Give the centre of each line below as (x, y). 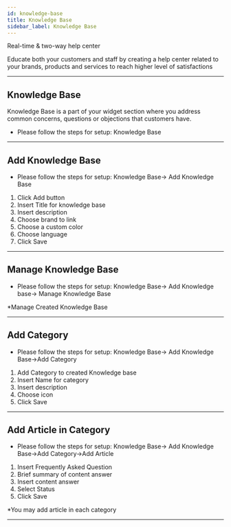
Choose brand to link (47, 219)
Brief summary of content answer (65, 475)
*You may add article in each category (62, 510)
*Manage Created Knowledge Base (57, 307)
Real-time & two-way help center (54, 46)
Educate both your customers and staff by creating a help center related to (113, 59)
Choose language (42, 234)
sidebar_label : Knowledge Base (52, 26)
